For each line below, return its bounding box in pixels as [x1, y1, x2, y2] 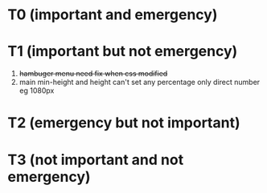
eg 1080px [18, 86, 55, 95]
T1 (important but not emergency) [7, 42, 238, 61]
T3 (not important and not [7, 151, 184, 169]
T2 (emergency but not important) [7, 114, 240, 132]
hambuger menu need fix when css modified [18, 69, 168, 78]
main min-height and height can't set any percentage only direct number [18, 78, 261, 87]
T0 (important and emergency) [7, 6, 218, 24]
